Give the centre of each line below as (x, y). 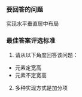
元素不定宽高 (31, 75)
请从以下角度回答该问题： (46, 54)
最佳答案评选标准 (31, 41)
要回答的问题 (25, 9)
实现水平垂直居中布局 (32, 24)
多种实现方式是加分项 (41, 87)
